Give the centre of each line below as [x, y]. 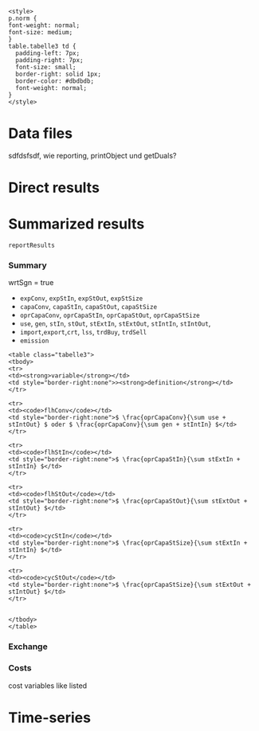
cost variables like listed [48, 686]
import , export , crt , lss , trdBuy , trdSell [83, 332]
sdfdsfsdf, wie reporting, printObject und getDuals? [92, 155]
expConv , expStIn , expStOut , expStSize [81, 298]
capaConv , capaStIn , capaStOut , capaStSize [88, 307]
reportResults [32, 246]
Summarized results [77, 224]
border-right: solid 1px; [59, 74]
